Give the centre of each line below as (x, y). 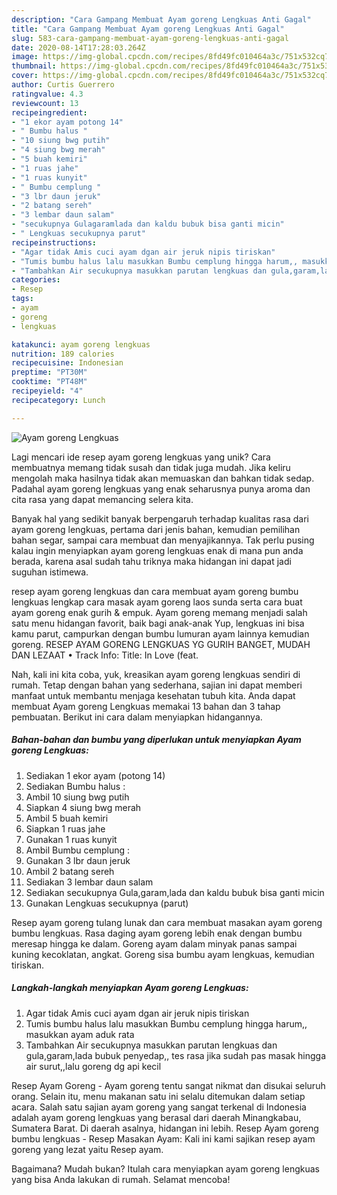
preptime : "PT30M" (49, 372)
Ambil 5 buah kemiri (67, 818)
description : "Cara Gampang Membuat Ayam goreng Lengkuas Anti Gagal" (161, 19)
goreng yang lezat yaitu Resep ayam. (87, 1149)
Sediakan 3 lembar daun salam (89, 882)
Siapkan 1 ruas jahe (65, 828)
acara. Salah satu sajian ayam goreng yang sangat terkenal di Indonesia (159, 1107)
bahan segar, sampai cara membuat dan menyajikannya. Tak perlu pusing (163, 540)
